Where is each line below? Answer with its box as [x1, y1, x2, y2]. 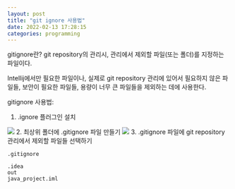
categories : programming [7, 30, 80, 37]
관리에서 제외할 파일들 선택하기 [7, 137, 93, 145]
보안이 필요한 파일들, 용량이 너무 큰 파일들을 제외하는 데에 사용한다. [22, 83, 207, 92]
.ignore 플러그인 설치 [17, 113, 76, 121]
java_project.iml [7, 176, 59, 183]
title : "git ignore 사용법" [7, 17, 86, 24]
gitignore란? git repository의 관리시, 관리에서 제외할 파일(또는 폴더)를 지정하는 [7, 50, 224, 59]
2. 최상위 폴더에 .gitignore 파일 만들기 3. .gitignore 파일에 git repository [16, 128, 226, 136]
